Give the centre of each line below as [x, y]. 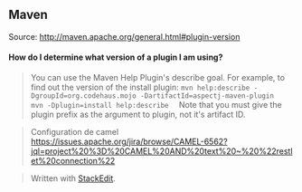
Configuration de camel [75, 132]
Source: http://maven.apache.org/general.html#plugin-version [124, 36]
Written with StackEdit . [73, 178]
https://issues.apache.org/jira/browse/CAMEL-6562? [129, 142]
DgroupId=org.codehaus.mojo [83, 96]
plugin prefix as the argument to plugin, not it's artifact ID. [138, 115]
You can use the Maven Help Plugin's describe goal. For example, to [158, 78]
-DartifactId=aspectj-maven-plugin [208, 96]
